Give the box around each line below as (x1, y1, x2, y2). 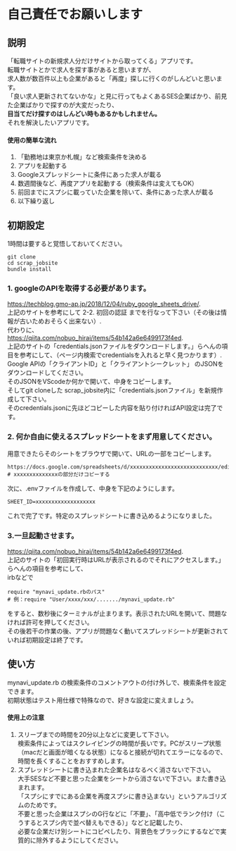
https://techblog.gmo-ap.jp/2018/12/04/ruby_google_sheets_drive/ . (7, 300, 202, 309)
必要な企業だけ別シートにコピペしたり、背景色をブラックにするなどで (17, 827, 221, 836)
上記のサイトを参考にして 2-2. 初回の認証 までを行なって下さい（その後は (7, 308, 221, 317)
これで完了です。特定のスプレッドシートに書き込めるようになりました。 (7, 511, 216, 520)
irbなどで (7, 573, 34, 581)
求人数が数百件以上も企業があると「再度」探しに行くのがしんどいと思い (7, 75, 216, 82)
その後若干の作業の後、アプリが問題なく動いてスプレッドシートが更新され (7, 626, 223, 635)
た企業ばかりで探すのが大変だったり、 (7, 101, 118, 109)
